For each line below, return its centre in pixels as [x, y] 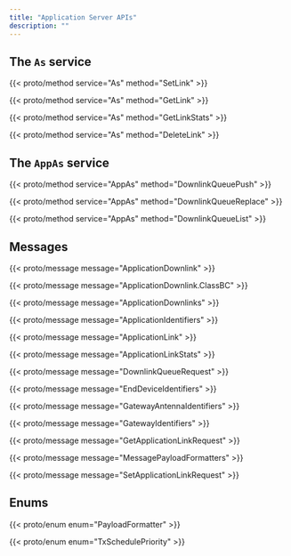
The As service [50, 62]
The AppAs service [59, 162]
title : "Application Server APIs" [73, 17]
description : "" [39, 26]
